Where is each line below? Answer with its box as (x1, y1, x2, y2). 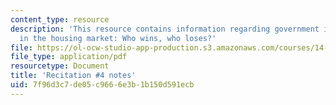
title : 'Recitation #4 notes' (10, 71, 137, 81)
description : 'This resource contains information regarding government (10, 24, 320, 34)
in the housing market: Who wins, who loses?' (19, 33, 217, 43)
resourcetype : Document (10, 61, 110, 71)
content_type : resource (10, 14, 110, 25)
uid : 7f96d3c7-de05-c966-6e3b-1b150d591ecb (10, 80, 195, 90)
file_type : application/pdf (10, 52, 128, 62)
